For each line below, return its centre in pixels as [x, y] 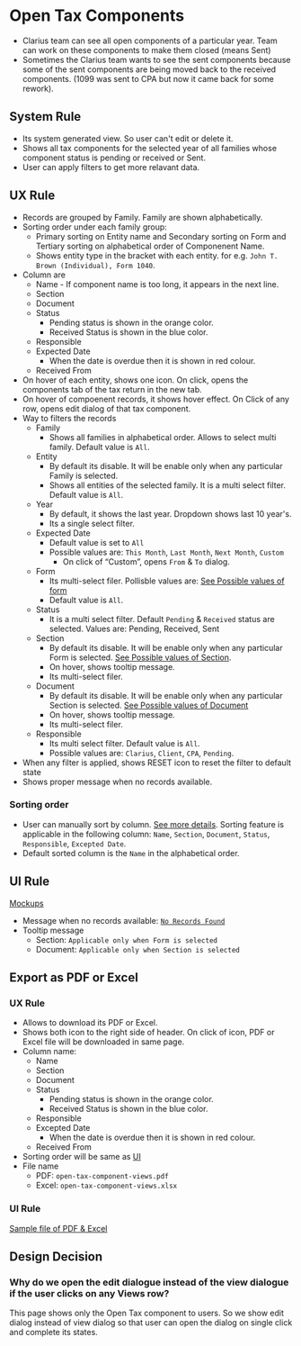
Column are [44, 275]
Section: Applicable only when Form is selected [127, 939]
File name [40, 1166]
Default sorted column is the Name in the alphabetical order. [131, 853]
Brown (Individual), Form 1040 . [95, 265]
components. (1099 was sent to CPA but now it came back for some [148, 78]
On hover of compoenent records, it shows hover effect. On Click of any [156, 399]
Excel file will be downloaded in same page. [103, 1042]
